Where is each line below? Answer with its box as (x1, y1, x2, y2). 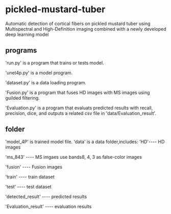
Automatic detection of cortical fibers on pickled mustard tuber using (5, 20, 151, 27)
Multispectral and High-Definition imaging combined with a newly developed (5, 26, 166, 32)
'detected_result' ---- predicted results (5, 193, 87, 200)
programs (5, 46, 37, 55)
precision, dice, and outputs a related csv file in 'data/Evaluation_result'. (5, 110, 157, 116)
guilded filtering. (5, 94, 40, 101)
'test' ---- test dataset (5, 183, 52, 189)
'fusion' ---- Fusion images (5, 163, 63, 170)
